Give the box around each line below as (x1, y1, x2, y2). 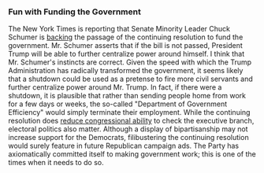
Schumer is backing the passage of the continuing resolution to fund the (8, 32, 244, 42)
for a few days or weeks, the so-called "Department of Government (8, 99, 227, 109)
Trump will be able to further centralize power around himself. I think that (8, 50, 245, 59)
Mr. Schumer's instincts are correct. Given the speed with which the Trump (8, 57, 252, 67)
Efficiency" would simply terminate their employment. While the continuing (8, 108, 251, 117)
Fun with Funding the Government (8, 6, 142, 17)
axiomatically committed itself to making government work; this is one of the (8, 149, 256, 159)
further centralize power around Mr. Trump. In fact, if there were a (8, 83, 222, 92)
